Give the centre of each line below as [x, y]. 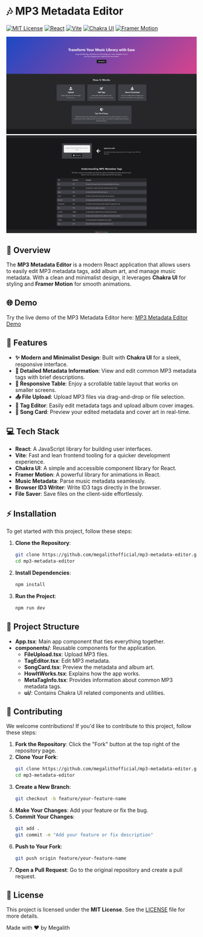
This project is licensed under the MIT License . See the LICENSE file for [96, 910]
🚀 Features [27, 343]
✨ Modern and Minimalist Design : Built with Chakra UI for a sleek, [98, 357]
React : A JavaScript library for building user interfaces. [84, 449]
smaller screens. [35, 390]
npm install [30, 585]
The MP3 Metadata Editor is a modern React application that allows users [98, 265]
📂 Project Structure [43, 627]
